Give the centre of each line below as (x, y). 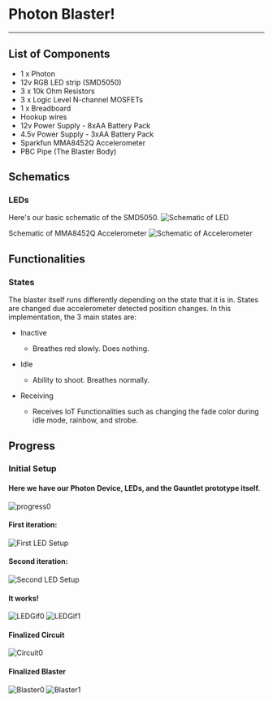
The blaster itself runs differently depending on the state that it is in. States (133, 300)
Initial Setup (32, 469)
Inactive (33, 333)
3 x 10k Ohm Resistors (57, 91)
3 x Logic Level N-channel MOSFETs (82, 99)
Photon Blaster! (62, 14)
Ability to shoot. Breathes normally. (91, 380)
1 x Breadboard (45, 108)
